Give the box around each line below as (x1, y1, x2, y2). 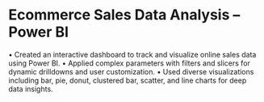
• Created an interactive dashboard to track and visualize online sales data (8, 49, 257, 59)
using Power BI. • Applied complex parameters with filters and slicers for (8, 58, 250, 68)
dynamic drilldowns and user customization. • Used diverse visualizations (8, 66, 254, 76)
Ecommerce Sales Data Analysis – (8, 6, 241, 24)
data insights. (8, 83, 54, 94)
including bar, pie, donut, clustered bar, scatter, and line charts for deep (8, 75, 247, 85)
